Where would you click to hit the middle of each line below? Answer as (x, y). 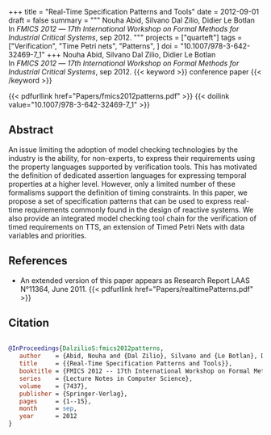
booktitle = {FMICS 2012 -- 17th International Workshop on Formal (135, 371)
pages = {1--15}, (55, 401)
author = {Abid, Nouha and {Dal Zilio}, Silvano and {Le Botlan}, (138, 356)
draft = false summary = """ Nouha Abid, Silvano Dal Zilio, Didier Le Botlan (132, 20)
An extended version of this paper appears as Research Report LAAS (135, 280)
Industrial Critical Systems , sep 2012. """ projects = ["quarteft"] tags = (125, 37)
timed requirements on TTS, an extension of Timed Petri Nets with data (127, 226)
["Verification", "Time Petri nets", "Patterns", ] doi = (94, 46)
